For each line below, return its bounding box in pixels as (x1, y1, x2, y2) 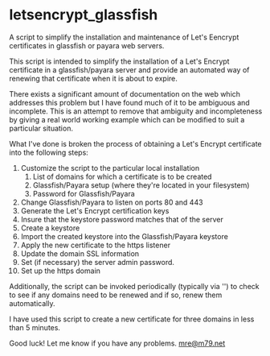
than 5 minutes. (9, 322, 61, 332)
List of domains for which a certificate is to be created (32, 172, 212, 181)
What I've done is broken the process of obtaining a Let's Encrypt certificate (9, 139, 262, 148)
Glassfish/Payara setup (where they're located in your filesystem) (32, 180, 250, 190)
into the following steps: (9, 147, 89, 157)
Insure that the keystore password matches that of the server (20, 214, 223, 224)
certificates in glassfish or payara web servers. (9, 40, 165, 50)
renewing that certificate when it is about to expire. (9, 73, 178, 83)
